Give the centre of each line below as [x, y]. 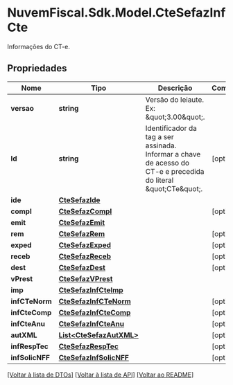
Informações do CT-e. [39, 46]
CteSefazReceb [85, 256]
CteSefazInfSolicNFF [94, 357]
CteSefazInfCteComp [95, 312]
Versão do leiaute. [175, 100]
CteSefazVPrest [86, 278]
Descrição [175, 88]
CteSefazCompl [85, 211]
